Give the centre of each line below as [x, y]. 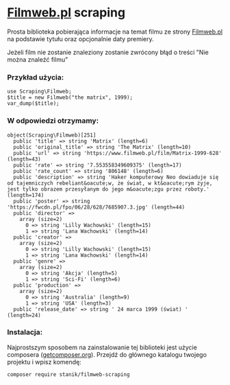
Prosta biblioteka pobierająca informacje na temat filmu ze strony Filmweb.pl [115, 32]
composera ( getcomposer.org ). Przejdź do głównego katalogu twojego [107, 354]
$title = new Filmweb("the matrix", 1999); [70, 97]
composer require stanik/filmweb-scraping [68, 374]
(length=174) [26, 195]
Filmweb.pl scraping [66, 13]
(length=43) [24, 159]
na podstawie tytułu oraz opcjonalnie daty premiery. [80, 38]
